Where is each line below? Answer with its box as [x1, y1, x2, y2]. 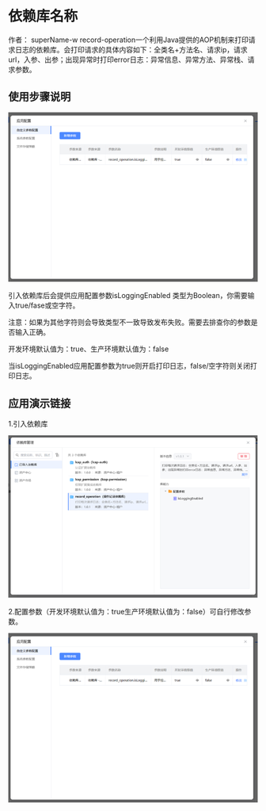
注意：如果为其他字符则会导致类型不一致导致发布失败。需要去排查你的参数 [8, 318, 251, 327]
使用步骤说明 [8, 90, 71, 104]
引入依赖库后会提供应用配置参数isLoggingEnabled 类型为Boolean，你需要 [8, 291, 248, 300]
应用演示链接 [8, 396, 71, 410]
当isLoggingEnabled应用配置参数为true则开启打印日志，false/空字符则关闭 [8, 362, 251, 371]
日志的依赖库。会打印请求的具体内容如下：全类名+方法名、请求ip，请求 [14, 44, 248, 54]
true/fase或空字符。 [14, 300, 80, 310]
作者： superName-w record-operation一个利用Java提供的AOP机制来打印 [8, 35, 249, 44]
